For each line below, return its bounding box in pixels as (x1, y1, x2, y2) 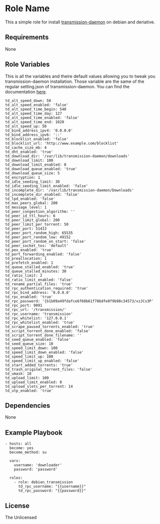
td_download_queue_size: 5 (5, 171, 60, 175)
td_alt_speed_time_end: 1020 (5, 119, 64, 124)
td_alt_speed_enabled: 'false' (5, 102, 69, 107)
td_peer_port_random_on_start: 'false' (5, 239, 86, 244)
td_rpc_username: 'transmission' (5, 311, 73, 316)
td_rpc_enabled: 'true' (5, 294, 54, 299)
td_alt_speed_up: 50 (5, 124, 47, 129)
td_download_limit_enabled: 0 (5, 162, 67, 167)
